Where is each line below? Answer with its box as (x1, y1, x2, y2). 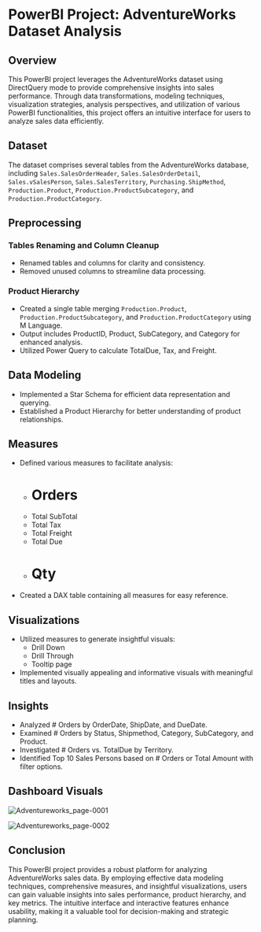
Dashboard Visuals (8, 785, 104, 798)
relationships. (19, 414, 64, 424)
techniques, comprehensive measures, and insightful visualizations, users (8, 881, 248, 891)
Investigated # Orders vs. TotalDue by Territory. (19, 744, 175, 754)
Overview (8, 54, 57, 67)
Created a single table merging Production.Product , (19, 303, 187, 313)
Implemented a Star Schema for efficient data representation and (19, 389, 230, 399)
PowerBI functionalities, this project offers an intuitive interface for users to (8, 108, 252, 117)
